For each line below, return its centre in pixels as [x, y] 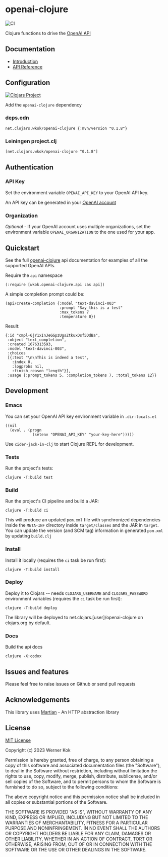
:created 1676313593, [30, 344]
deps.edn [17, 118]
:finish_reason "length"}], [41, 371]
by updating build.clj [29, 536]
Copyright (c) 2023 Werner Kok [38, 750]
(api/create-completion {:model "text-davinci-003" [61, 303]
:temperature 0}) [77, 316]
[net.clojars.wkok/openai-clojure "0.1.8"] [52, 152]
